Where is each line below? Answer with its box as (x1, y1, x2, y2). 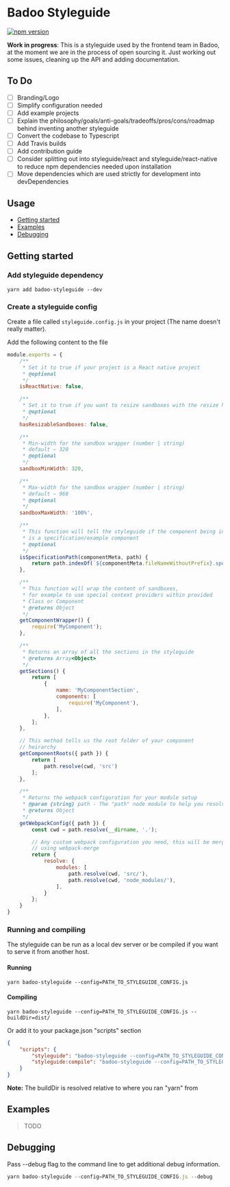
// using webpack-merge (31, 845, 99, 852)
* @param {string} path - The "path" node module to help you (22, 800, 204, 808)
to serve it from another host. (7, 948, 90, 956)
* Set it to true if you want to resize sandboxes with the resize (22, 402, 219, 409)
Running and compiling (7, 925, 86, 935)
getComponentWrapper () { (19, 617, 90, 624)
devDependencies (16, 178, 69, 186)
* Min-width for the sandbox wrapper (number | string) (22, 440, 186, 447)
